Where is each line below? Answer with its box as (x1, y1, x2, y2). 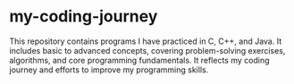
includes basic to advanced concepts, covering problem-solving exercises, (9, 45, 286, 55)
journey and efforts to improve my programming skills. (9, 64, 209, 75)
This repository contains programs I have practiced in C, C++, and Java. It (9, 36, 282, 46)
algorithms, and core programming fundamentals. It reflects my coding (9, 55, 270, 65)
